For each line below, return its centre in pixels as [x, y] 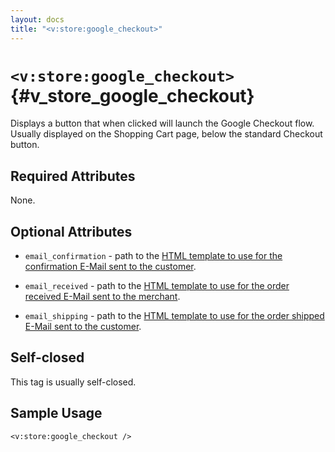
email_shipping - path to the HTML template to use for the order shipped [174, 316]
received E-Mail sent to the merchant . [102, 297]
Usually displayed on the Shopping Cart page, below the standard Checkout [166, 134]
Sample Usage [56, 413]
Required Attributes [73, 176]
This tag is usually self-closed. [73, 382]
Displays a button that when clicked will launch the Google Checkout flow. [162, 123]
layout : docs [37, 19]
